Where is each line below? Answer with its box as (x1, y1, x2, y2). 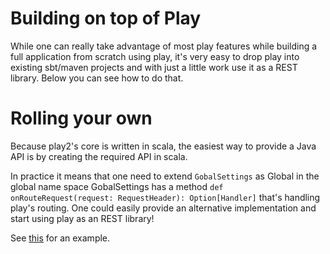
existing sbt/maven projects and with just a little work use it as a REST (10, 61, 298, 73)
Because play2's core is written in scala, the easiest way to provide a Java (10, 140, 317, 152)
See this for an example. (10, 232, 111, 244)
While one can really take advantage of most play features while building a (10, 40, 318, 52)
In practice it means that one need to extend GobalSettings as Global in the (10, 170, 320, 182)
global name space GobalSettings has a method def (10, 180, 224, 192)
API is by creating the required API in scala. (10, 150, 188, 162)
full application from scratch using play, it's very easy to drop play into (10, 50, 300, 62)
